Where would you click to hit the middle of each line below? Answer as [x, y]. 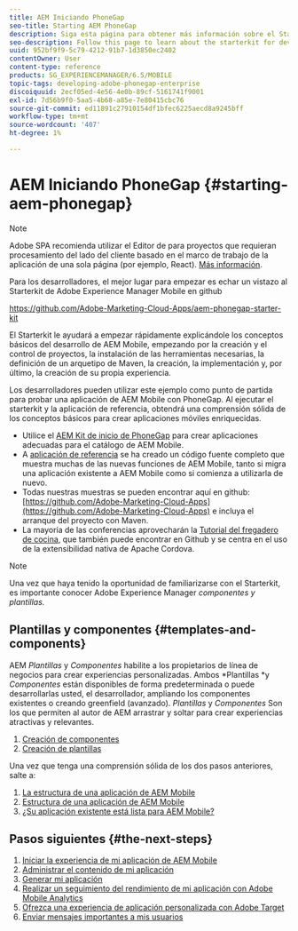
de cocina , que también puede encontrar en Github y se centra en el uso [155, 539]
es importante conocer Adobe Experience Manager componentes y [132, 593]
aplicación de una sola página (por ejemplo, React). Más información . [136, 264]
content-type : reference [55, 68]
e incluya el [233, 511]
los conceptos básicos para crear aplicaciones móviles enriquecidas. [135, 418]
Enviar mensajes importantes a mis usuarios [102, 917]
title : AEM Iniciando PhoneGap [67, 17]
